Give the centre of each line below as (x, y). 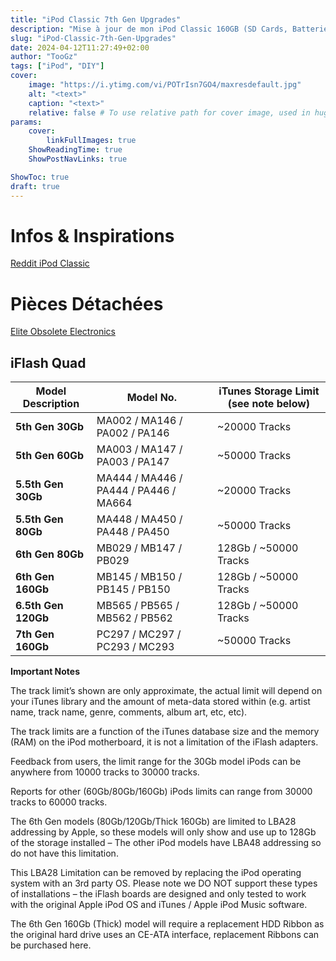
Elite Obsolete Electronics (63, 332)
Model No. (151, 398)
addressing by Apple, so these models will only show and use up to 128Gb (163, 832)
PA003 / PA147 (133, 462)
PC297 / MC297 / (139, 634)
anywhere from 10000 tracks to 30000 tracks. (105, 772)
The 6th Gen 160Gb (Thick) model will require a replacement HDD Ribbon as (167, 924)
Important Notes (45, 672)
